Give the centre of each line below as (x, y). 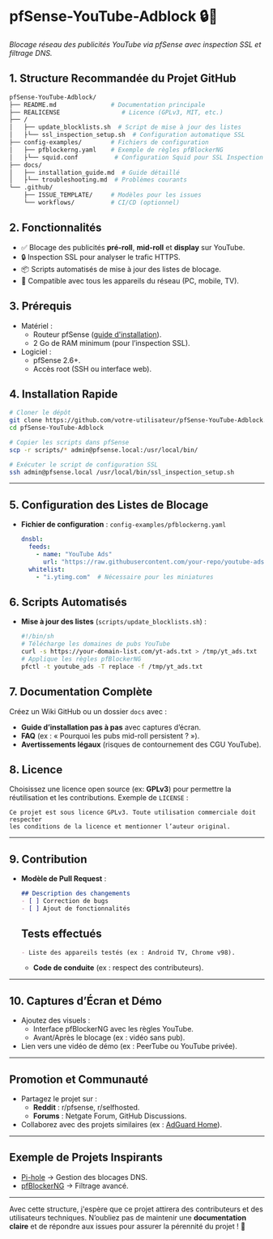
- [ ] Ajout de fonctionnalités (75, 909)
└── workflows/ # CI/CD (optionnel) (102, 202)
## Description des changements (75, 894)
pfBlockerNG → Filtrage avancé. (75, 1186)
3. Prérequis (41, 307)
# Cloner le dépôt (40, 413)
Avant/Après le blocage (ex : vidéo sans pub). (109, 1037)
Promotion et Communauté (79, 1079)
